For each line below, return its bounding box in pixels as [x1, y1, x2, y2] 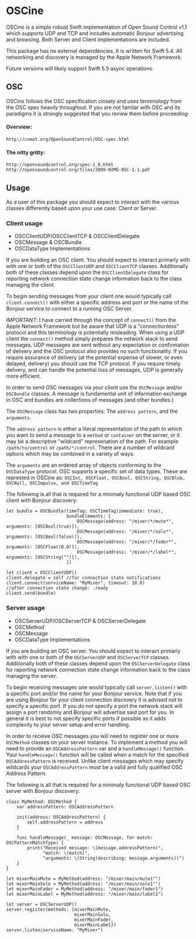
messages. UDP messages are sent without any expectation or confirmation [6, 341, 190, 348]
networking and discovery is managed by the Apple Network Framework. [6, 53, 183, 60]
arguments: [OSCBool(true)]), [6, 524, 80, 530]
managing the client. [6, 282, 56, 289]
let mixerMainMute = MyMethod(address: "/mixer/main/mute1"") [6, 876, 161, 882]
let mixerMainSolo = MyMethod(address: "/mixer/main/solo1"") [6, 881, 161, 887]
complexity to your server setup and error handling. [6, 721, 130, 728]
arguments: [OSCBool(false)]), [6, 534, 82, 540]
